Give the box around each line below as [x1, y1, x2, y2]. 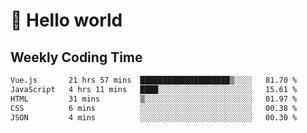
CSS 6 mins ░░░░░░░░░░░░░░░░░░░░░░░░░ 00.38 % [10, 103, 298, 113]
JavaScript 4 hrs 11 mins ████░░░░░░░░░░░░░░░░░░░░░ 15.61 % [10, 84, 298, 94]
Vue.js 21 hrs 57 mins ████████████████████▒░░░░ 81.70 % [10, 75, 298, 85]
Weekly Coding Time [10, 49, 143, 66]
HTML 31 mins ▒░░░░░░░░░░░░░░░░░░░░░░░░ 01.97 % [10, 94, 298, 104]
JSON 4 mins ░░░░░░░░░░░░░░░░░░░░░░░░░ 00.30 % [10, 112, 298, 123]
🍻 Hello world [10, 9, 123, 32]
